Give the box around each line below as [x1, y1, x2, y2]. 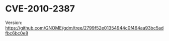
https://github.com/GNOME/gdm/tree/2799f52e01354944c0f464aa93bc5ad [5, 24, 164, 30]
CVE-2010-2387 [5, 3, 75, 14]
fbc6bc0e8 [5, 30, 29, 36]
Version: [5, 19, 23, 25]
